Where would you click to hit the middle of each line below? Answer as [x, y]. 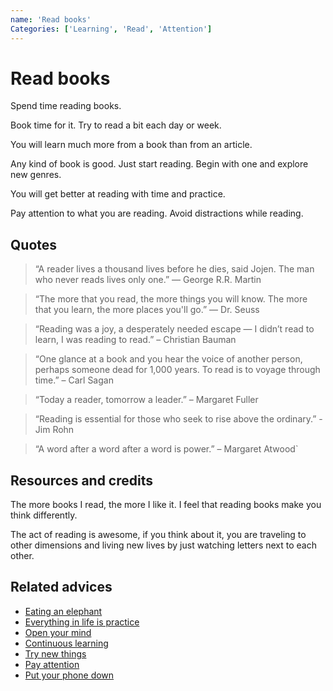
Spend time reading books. [66, 106]
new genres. [36, 175]
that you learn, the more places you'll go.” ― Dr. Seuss [147, 310]
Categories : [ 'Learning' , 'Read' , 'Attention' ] [111, 29]
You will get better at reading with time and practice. [118, 194]
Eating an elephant [63, 611]
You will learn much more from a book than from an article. [131, 145]
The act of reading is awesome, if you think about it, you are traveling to [158, 535]
